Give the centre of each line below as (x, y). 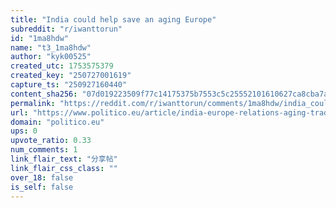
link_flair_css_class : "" (64, 168)
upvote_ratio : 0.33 (51, 141)
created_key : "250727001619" (71, 76)
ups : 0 (24, 131)
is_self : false (42, 187)
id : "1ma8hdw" (40, 38)
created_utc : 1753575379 (62, 66)
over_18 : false (42, 177)
